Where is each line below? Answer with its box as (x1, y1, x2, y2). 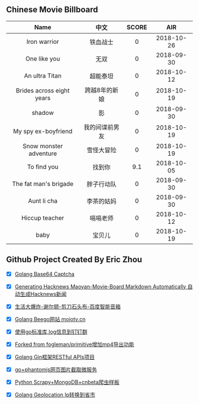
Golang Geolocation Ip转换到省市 (14, 391, 96, 399)
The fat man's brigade (12, 179, 74, 188)
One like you (25, 54, 60, 63)
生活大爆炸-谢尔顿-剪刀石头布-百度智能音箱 (14, 303, 121, 310)
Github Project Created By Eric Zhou (6, 255, 142, 265)
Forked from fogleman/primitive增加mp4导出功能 (14, 341, 134, 348)
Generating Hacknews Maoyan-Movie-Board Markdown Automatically (14, 283, 187, 290)
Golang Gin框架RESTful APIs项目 (14, 354, 95, 360)
